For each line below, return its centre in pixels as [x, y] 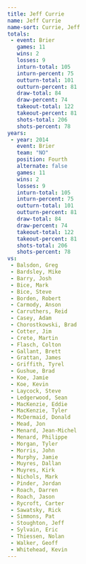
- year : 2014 [30, 139]
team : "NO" [33, 153]
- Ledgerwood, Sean [39, 398]
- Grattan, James [36, 358]
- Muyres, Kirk [32, 470]
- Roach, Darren [34, 490]
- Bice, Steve [31, 292]
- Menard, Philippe [39, 437]
